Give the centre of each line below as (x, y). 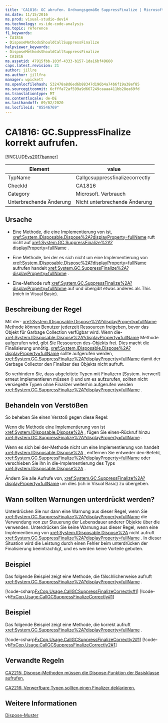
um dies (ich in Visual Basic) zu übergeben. (104, 484)
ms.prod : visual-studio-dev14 (37, 19)
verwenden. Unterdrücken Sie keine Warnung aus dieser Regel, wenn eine (82, 527)
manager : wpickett (24, 80)
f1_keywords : (19, 33)
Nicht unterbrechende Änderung (114, 202)
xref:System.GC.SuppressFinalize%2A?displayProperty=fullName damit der (83, 359)
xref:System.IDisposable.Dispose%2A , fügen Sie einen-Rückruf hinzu (77, 432)
